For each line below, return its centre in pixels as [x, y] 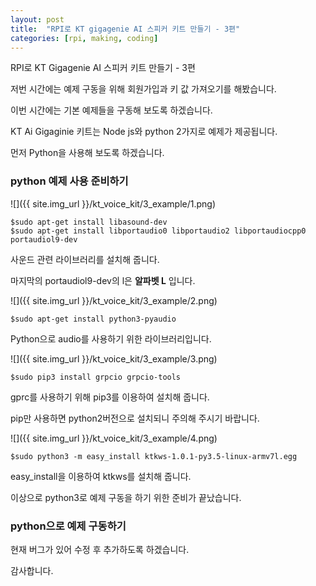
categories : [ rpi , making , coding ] [84, 38]
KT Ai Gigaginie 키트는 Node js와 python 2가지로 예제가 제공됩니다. [144, 132]
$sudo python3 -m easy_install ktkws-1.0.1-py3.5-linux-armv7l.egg [154, 456]
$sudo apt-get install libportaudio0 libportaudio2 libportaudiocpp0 [158, 231]
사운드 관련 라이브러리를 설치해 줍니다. [85, 259]
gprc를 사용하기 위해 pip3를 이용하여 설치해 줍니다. [110, 397]
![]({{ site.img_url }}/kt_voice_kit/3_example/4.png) [114, 438]
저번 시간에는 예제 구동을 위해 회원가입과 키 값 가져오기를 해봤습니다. [143, 89]
